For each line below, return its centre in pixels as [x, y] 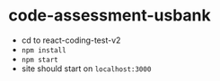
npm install [44, 50]
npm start [40, 60]
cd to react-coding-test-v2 [71, 40]
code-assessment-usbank [110, 16]
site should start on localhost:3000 [86, 69]
